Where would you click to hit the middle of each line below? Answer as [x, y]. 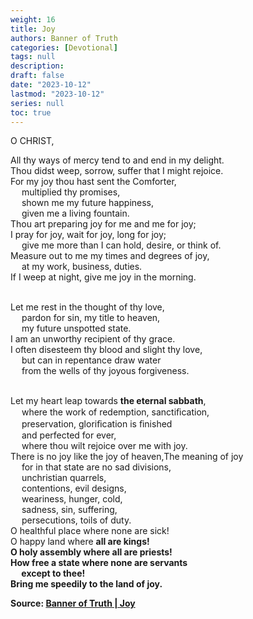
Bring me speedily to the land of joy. [86, 584]
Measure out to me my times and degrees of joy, [110, 256]
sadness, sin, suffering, [69, 510]
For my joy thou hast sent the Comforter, [93, 182]
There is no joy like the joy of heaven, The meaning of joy [127, 457]
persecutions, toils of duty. [76, 520]
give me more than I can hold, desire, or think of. [121, 245]
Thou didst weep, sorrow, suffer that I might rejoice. [117, 171]
